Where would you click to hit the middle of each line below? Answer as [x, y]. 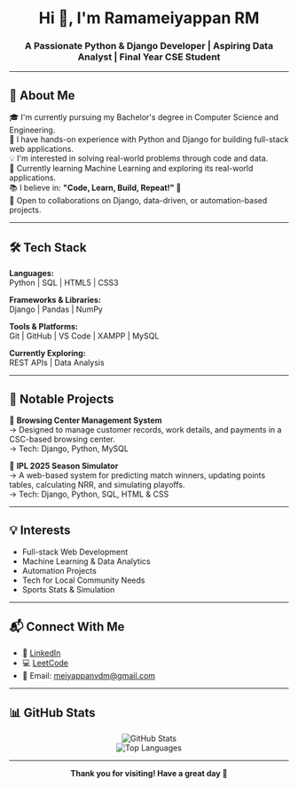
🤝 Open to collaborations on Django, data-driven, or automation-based [138, 201]
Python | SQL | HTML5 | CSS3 [64, 282]
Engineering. [32, 130]
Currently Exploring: [47, 354]
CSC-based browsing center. [62, 439]
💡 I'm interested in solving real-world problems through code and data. [139, 158]
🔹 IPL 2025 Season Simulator [64, 465]
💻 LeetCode [45, 663]
